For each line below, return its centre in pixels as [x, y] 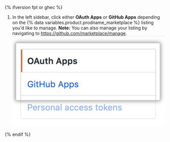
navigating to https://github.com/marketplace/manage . [69, 33]
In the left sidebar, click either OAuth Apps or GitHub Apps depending [86, 17]
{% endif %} [18, 134]
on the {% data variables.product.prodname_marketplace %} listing [83, 23]
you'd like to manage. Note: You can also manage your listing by [80, 28]
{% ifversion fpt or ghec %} [34, 7]
